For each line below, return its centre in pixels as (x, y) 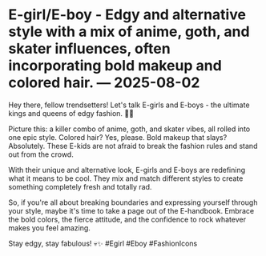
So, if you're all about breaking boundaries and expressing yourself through (133, 202)
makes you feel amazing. (49, 228)
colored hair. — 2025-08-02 (104, 83)
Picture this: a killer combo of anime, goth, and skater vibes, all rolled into (129, 129)
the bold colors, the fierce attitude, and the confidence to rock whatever (127, 219)
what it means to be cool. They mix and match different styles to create (126, 178)
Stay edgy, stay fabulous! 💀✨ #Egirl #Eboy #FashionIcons (103, 243)
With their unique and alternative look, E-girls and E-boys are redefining (127, 170)
